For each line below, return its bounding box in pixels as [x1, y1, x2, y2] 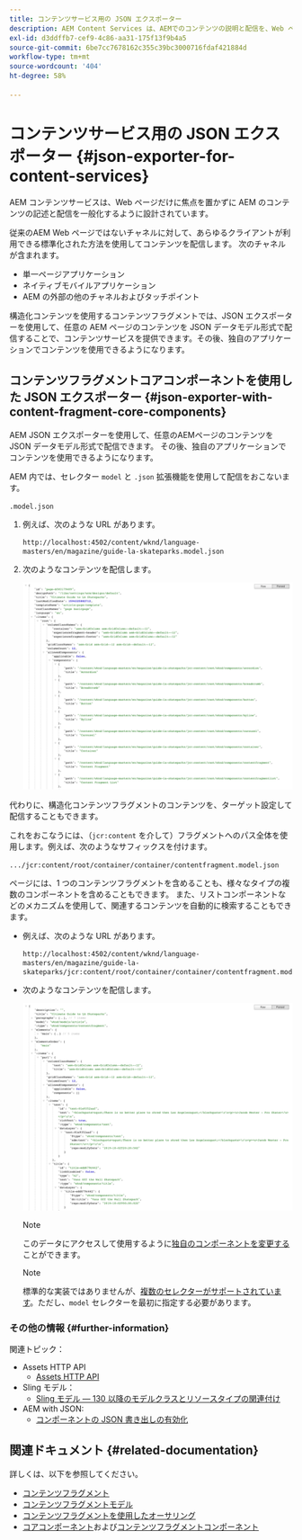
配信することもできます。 [9, 810, 103, 822]
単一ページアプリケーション [22, 268, 126, 279]
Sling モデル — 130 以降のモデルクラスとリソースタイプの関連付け [35, 1392, 281, 1403]
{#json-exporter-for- [75, 146, 235, 166]
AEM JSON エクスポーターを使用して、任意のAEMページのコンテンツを [9, 429, 274, 440]
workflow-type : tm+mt [9, 52, 91, 62]
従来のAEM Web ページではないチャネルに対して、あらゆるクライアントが [9, 227, 283, 237]
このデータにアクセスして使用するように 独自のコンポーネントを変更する [22, 1238, 290, 1249]
